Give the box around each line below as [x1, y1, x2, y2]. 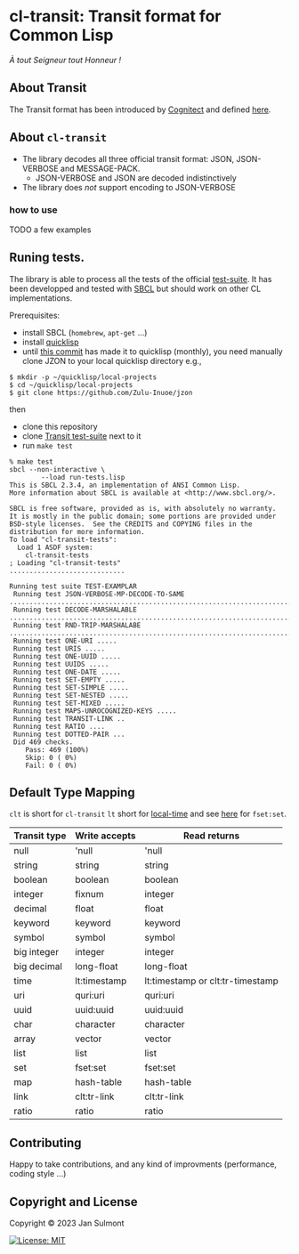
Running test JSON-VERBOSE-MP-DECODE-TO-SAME [12, 589, 185, 598]
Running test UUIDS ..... [12, 659, 109, 668]
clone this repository [21, 421, 98, 432]
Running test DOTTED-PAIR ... [12, 730, 125, 739]
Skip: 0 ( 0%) [25, 753, 77, 762]
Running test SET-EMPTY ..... [12, 675, 125, 684]
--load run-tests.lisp [41, 473, 125, 481]
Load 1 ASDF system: [17, 543, 93, 552]
